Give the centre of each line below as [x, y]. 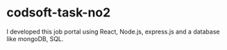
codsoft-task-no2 [59, 13]
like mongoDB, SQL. [35, 38]
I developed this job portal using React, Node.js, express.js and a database [113, 32]
